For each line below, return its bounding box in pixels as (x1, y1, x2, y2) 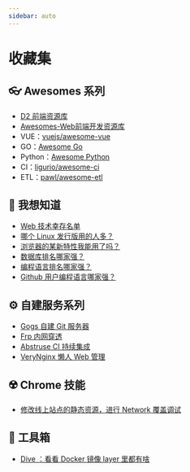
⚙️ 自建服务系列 (8, 298, 85, 312)
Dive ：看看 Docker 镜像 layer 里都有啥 (19, 453, 150, 464)
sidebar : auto (8, 11, 57, 20)
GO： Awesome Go (19, 142, 84, 151)
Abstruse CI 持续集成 (19, 342, 91, 352)
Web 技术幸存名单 (19, 221, 81, 231)
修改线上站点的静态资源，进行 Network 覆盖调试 (19, 404, 181, 415)
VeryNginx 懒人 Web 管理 (19, 352, 106, 362)
